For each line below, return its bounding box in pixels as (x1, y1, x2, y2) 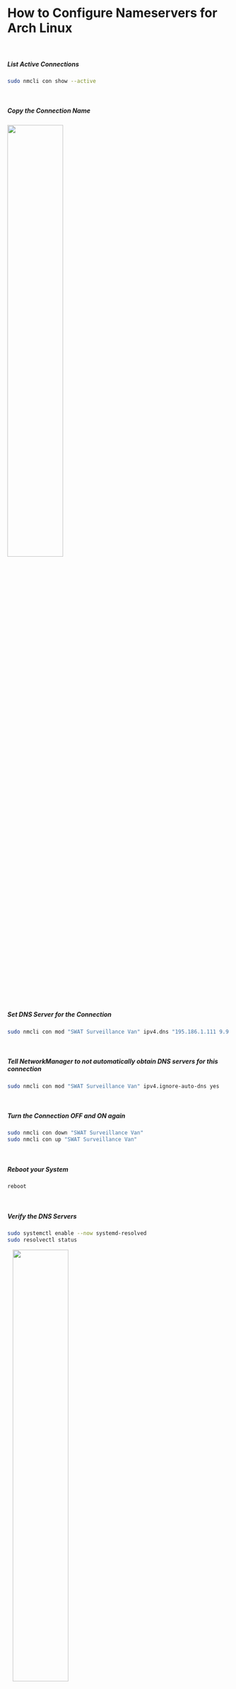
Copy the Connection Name (7, 106, 90, 115)
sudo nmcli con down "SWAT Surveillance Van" (7, 1129, 143, 1136)
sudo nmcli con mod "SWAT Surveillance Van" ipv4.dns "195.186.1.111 (7, 1028, 217, 1035)
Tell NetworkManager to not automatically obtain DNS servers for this (7, 1057, 218, 1066)
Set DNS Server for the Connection (7, 1010, 112, 1019)
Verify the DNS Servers (7, 1211, 77, 1220)
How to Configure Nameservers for (7, 5, 218, 21)
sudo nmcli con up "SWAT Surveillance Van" (7, 1136, 138, 1143)
